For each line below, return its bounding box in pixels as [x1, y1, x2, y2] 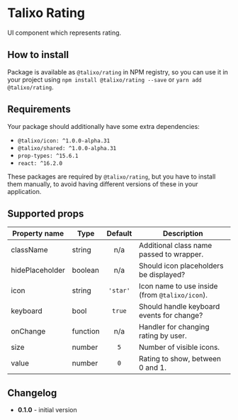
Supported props [7, 208, 84, 220]
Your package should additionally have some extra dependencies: [7, 122, 200, 130]
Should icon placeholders [139, 261, 224, 271]
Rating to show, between [139, 354, 222, 364]
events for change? [139, 310, 203, 320]
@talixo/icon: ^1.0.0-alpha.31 [17, 137, 110, 144]
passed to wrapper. [139, 249, 204, 259]
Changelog [7, 387, 57, 399]
